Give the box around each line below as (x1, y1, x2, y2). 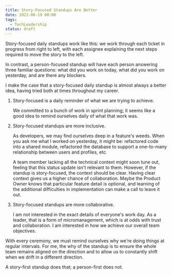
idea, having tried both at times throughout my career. (5, 88, 120, 94)
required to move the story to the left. (5, 52, 85, 58)
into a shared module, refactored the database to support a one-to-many (12, 144, 167, 150)
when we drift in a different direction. (5, 254, 84, 260)
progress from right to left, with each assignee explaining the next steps (5, 46, 158, 52)
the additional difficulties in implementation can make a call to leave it (12, 186, 160, 193)
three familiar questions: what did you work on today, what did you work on (5, 67, 165, 73)
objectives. (12, 228, 36, 234)
